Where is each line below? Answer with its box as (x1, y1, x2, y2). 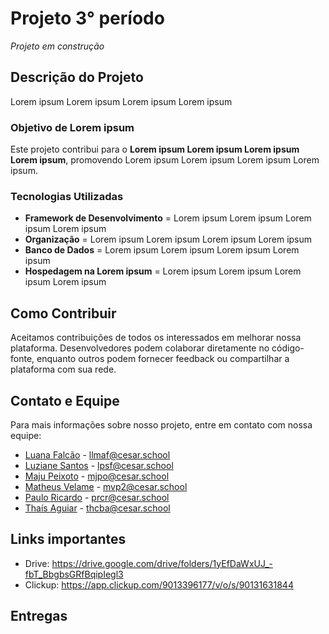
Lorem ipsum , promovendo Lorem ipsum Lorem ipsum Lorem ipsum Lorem (10, 154, 320, 166)
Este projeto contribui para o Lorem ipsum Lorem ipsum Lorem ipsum (10, 143, 300, 156)
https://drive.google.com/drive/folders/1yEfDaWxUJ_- (51, 557, 274, 569)
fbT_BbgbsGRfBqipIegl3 (24, 568, 124, 580)
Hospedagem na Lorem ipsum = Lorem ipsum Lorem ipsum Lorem (24, 265, 302, 277)
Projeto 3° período (10, 7, 165, 30)
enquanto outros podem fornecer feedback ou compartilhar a (36, 353, 290, 365)
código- (271, 342, 305, 354)
